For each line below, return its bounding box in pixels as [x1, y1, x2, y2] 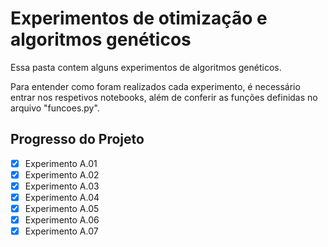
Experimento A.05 [24, 203, 100, 214]
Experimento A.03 [24, 180, 100, 192]
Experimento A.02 [24, 168, 100, 181]
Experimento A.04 [24, 191, 100, 203]
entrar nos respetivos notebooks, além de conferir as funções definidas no [10, 91, 318, 103]
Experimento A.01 [24, 157, 98, 169]
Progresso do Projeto [10, 131, 145, 148]
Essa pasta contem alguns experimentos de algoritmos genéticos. [10, 61, 282, 73]
